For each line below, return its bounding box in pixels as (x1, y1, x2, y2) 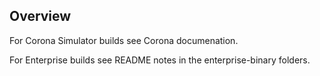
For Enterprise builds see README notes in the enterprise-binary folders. (9, 54, 311, 66)
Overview (9, 8, 72, 25)
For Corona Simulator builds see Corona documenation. (9, 34, 239, 46)
